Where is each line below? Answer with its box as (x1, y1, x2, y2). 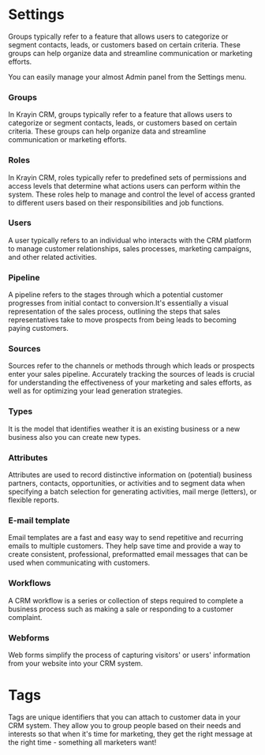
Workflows (8, 578, 51, 589)
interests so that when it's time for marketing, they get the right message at (8, 729, 252, 738)
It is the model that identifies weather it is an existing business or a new (8, 424, 241, 434)
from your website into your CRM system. (8, 658, 144, 668)
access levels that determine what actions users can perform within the (8, 181, 241, 190)
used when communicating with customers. (8, 558, 151, 568)
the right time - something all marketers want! (8, 737, 157, 747)
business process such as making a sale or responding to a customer (8, 604, 234, 614)
